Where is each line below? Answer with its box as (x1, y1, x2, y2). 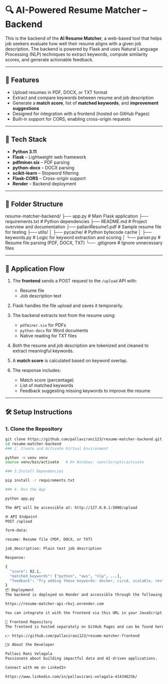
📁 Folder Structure (5, 200, 63, 208)
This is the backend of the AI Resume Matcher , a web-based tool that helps (5, 35, 162, 41)
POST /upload (5, 519, 32, 524)
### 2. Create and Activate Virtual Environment (5, 446, 108, 451)
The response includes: (12, 367, 61, 373)
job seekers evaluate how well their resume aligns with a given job (5, 40, 141, 46)
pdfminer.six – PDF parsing (12, 159, 70, 165)
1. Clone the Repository (5, 425, 62, 432)
